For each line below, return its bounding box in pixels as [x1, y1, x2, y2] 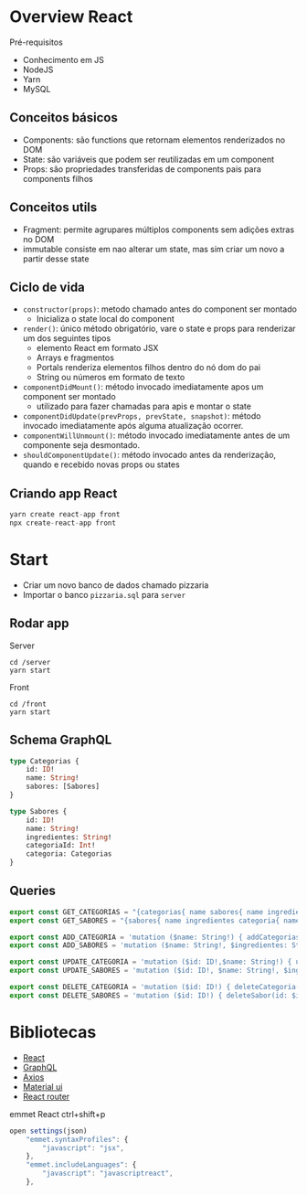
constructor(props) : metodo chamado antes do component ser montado [22, 304, 297, 315]
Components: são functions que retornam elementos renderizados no [22, 134, 286, 145]
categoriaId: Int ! [26, 841, 96, 850]
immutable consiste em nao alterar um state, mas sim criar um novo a [22, 243, 285, 254]
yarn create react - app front [9, 510, 121, 519]
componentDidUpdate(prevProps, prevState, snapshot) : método [22, 411, 261, 421]
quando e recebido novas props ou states [22, 459, 180, 470]
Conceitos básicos [9, 110, 119, 125]
